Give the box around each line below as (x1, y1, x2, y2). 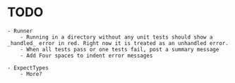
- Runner (7, 27, 33, 34)
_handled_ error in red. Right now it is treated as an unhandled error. (7, 39, 229, 46)
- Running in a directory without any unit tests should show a (20, 33, 213, 41)
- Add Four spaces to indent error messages (20, 52, 153, 59)
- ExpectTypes (7, 64, 49, 71)
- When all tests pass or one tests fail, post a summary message (20, 46, 219, 53)
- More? (20, 70, 42, 77)
